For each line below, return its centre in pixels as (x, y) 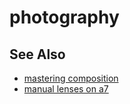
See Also (37, 54)
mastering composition (71, 78)
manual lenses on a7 (66, 89)
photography (64, 17)
